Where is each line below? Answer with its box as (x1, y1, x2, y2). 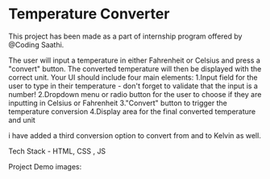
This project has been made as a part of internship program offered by (8, 31, 243, 41)
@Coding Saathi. (8, 39, 64, 49)
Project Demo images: (8, 161, 82, 171)
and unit (8, 115, 36, 124)
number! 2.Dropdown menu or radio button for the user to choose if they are (8, 89, 262, 99)
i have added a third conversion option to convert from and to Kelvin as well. (8, 130, 262, 140)
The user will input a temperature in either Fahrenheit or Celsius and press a (8, 55, 260, 65)
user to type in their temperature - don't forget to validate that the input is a (8, 81, 258, 91)
